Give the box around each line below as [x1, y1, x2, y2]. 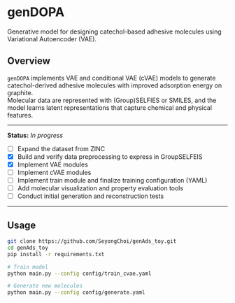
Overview [7, 55, 51, 67]
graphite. [7, 88, 34, 97]
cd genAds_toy [7, 244, 49, 251]
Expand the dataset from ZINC [17, 144, 106, 153]
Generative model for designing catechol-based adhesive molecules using [7, 27, 222, 36]
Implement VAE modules [17, 160, 89, 169]
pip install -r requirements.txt [7, 251, 105, 258]
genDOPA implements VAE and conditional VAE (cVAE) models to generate [7, 73, 216, 82]
